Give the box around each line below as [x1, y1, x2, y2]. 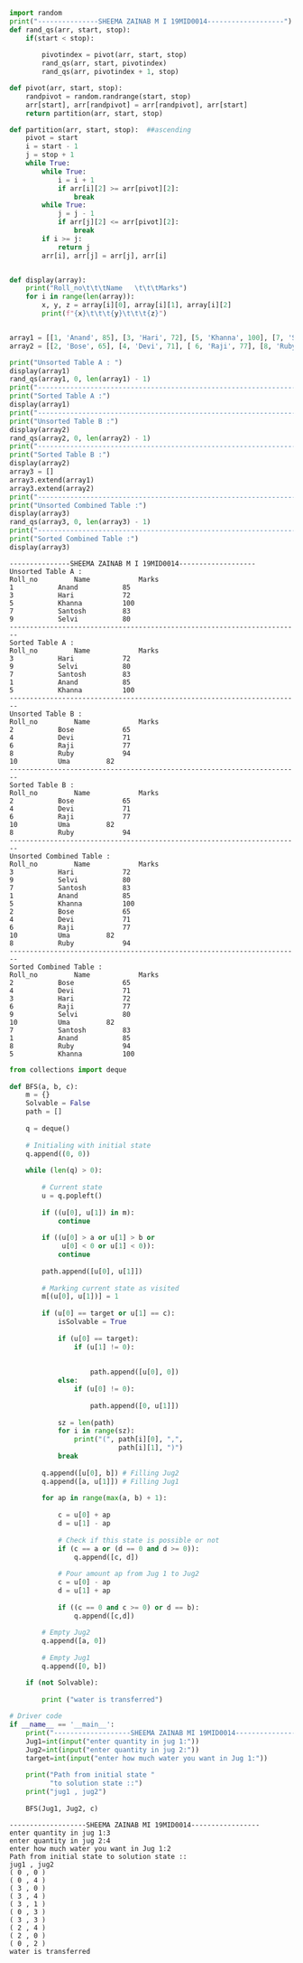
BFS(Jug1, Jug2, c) [25, 1804, 99, 1813]
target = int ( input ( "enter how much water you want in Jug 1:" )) [25, 1753, 269, 1762]
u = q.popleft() [41, 1191, 103, 1200]
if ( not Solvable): [25, 1677, 99, 1687]
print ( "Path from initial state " [25, 1770, 155, 1780]
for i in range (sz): [57, 1426, 135, 1436]
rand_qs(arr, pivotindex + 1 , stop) [41, 68, 179, 77]
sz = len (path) [57, 1418, 115, 1427]
